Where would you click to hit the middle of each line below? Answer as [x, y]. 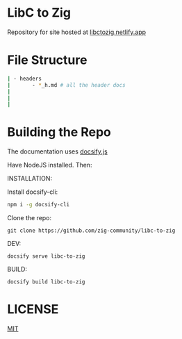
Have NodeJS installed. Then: [50, 165]
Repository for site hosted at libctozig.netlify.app [77, 32]
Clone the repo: [30, 218]
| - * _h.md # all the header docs [67, 85]
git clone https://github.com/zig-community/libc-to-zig [91, 231]
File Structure [47, 60]
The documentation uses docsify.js [57, 151]
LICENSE [33, 309]
